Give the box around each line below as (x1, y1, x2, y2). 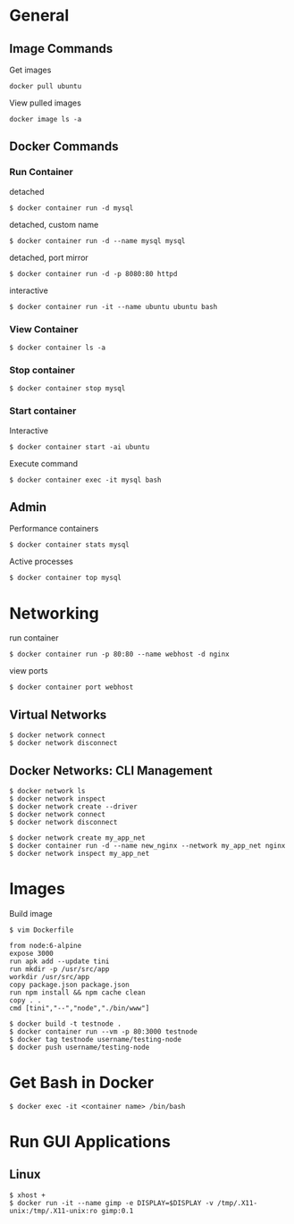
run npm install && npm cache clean (9, 988, 146, 997)
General (9, 5, 70, 26)
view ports (9, 666, 48, 676)
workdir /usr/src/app (9, 972, 90, 981)
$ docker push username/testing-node (9, 1043, 150, 1052)
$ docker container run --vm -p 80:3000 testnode (9, 1027, 198, 1036)
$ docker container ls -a (9, 343, 105, 352)
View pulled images (9, 97, 82, 108)
